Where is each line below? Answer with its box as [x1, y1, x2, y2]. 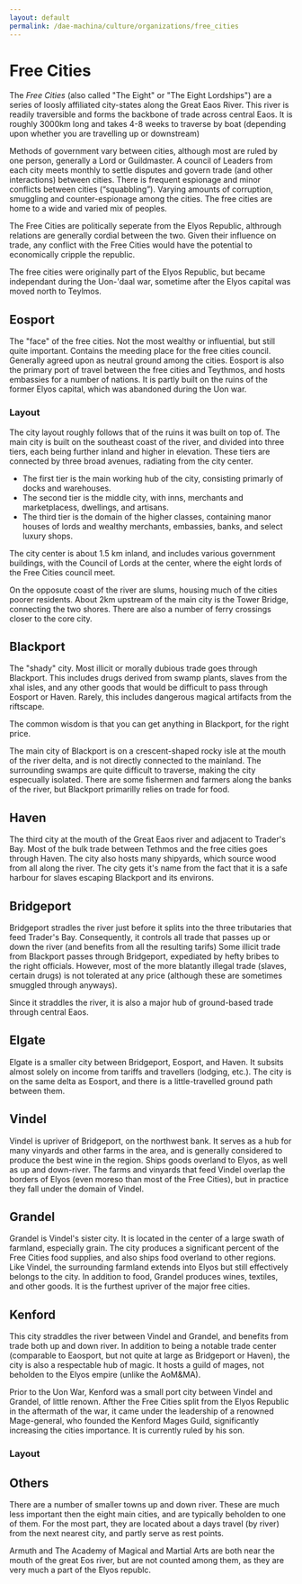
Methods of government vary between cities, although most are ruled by [9, 146, 279, 157]
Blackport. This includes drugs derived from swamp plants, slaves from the [9, 673, 288, 683]
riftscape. [9, 701, 45, 712]
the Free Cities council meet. [9, 566, 116, 577]
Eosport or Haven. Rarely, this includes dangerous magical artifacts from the [9, 692, 292, 702]
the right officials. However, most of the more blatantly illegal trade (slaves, [9, 960, 288, 971]
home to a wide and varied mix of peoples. [9, 204, 168, 214]
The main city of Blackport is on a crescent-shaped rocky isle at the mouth [9, 746, 286, 756]
